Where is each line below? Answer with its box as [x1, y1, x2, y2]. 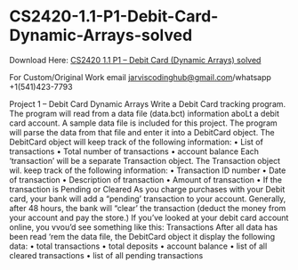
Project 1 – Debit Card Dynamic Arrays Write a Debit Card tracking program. [9, 98, 286, 109]
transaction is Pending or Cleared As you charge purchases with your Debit [9, 184, 286, 194]
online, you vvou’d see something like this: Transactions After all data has [9, 221, 278, 233]
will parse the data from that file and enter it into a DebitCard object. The [9, 127, 275, 137]
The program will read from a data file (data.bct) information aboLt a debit [9, 108, 280, 119]
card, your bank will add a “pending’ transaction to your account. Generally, [9, 193, 286, 204]
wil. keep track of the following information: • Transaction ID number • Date [9, 165, 286, 176]
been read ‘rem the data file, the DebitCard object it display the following [9, 231, 276, 241]
